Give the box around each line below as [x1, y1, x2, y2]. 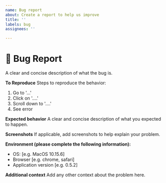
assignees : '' [5, 27, 36, 32]
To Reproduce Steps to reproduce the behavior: [5, 80, 106, 86]
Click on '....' [12, 95, 39, 101]
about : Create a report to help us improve [5, 12, 100, 17]
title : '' [5, 17, 27, 22]
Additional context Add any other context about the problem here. [5, 172, 146, 178]
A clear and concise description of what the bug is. [5, 70, 113, 76]
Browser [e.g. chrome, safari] [12, 156, 75, 163]
